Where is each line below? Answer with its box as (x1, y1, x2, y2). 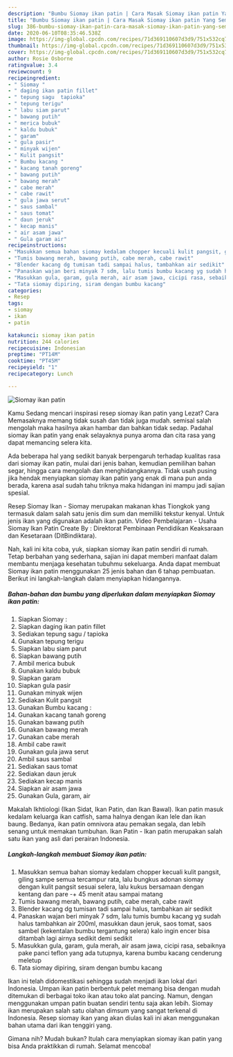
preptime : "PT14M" (8, 351, 61, 358)
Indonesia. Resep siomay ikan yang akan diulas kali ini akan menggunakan (8, 1013, 220, 1022)
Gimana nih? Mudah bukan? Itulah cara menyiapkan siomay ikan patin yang (8, 1034, 223, 1042)
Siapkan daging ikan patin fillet (17, 622, 106, 630)
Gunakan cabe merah (17, 732, 80, 741)
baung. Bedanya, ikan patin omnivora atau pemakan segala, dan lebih (8, 819, 206, 828)
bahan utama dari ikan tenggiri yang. (8, 1021, 113, 1029)
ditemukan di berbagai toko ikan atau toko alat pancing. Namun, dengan (8, 991, 213, 1000)
